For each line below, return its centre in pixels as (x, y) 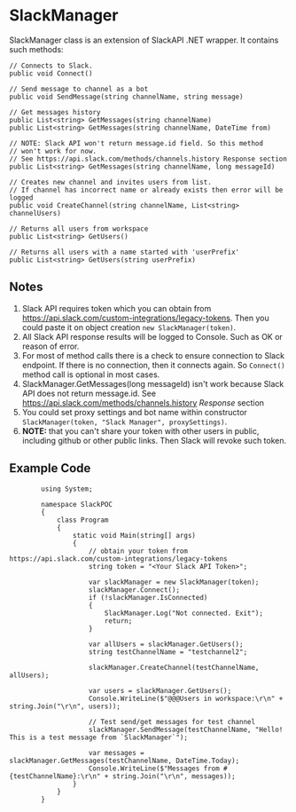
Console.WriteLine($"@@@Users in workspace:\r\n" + (186, 698)
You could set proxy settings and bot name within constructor (135, 412)
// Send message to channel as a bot (79, 89)
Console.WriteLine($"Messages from (154, 769)
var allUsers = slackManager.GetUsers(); (166, 644)
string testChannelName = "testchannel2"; (168, 652)
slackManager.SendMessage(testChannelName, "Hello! (186, 729)
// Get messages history (55, 112)
